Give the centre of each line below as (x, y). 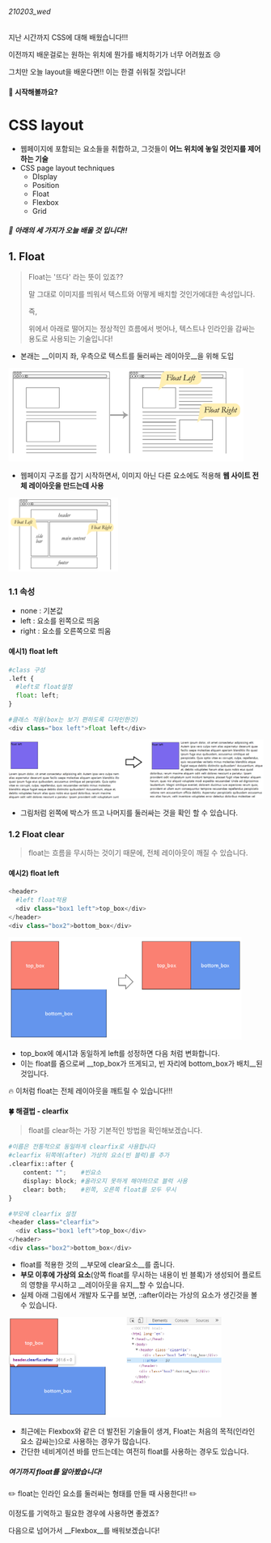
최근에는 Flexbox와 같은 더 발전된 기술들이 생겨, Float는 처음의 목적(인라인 (138, 1431)
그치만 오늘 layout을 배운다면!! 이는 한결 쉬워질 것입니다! (97, 72)
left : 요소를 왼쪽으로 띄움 (60, 621)
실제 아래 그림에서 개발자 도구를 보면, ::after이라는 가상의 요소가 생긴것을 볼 (139, 1295)
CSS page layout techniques (67, 168)
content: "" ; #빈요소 (62, 1173)
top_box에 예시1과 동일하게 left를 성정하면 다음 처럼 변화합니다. (120, 1054)
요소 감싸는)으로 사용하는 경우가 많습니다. (85, 1442)
